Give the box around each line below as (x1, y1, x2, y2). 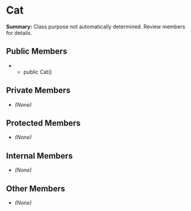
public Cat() (23, 68, 52, 75)
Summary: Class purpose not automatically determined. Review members (6, 23, 186, 30)
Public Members (6, 47, 68, 57)
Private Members (6, 85, 71, 95)
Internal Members (6, 151, 73, 161)
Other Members (6, 183, 66, 193)
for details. (6, 29, 32, 36)
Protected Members (6, 118, 81, 128)
